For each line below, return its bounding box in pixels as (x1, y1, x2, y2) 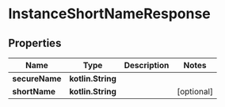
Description (124, 60, 170, 71)
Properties (8, 36, 62, 50)
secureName (12, 73, 62, 84)
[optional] (177, 86, 214, 97)
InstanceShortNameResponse (8, 5, 212, 23)
